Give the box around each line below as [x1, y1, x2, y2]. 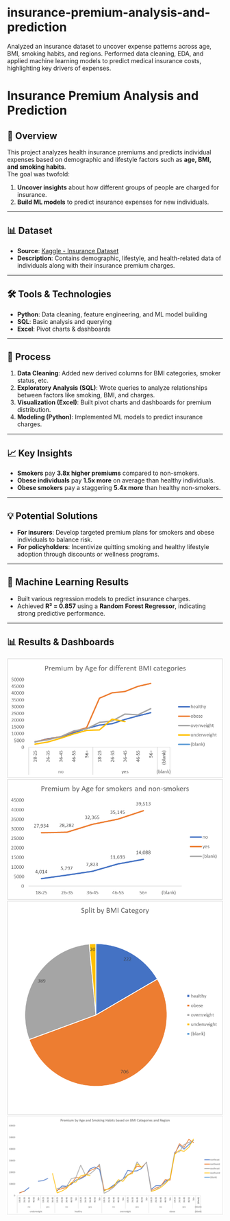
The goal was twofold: [7, 170, 70, 178]
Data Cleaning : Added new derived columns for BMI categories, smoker [16, 369, 221, 377]
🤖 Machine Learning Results [7, 577, 129, 588]
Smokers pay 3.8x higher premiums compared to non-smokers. [16, 469, 200, 478]
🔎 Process [7, 351, 51, 362]
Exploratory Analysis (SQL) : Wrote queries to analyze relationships [16, 384, 207, 392]
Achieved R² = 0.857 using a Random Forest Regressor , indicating [16, 602, 207, 610]
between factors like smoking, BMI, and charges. [16, 391, 155, 399]
